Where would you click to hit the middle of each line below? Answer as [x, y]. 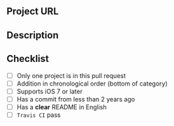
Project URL [32, 11]
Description [32, 35]
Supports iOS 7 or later [50, 91]
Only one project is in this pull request [71, 75]
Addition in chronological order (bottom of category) [92, 84]
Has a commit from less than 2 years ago [76, 99]
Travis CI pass [38, 115]
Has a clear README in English [61, 107]
